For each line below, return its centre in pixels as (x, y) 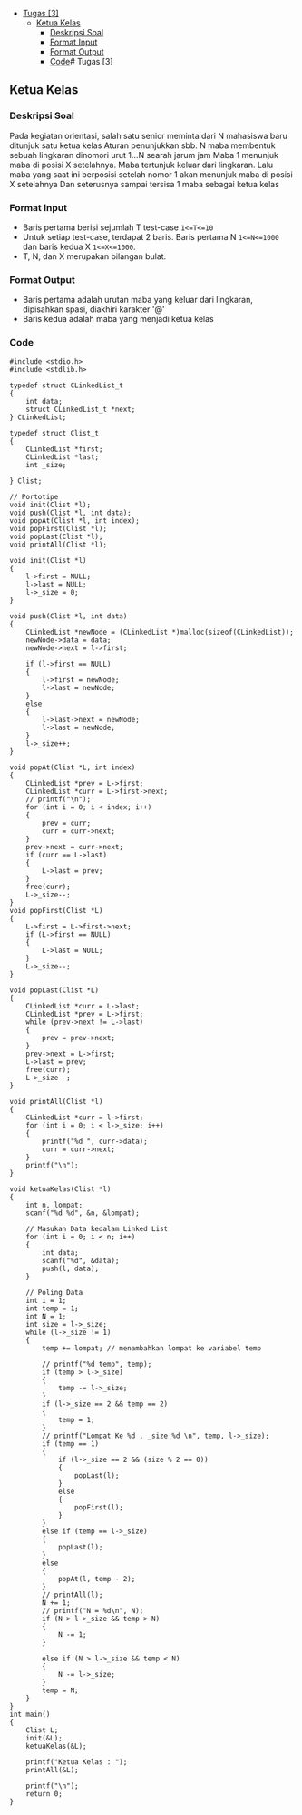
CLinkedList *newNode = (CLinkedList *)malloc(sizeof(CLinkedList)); (160, 632)
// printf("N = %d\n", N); (93, 1610)
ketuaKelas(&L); (57, 1746)
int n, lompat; (54, 1205)
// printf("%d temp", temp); (97, 1364)
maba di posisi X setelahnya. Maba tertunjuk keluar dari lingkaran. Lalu (141, 165)
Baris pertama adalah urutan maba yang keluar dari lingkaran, (138, 300)
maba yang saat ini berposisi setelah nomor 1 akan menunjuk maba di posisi (151, 174)
